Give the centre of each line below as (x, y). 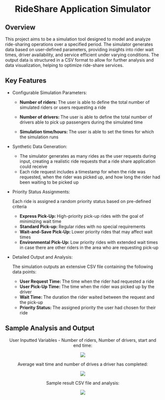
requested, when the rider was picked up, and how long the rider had (90, 177)
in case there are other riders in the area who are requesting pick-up (89, 247)
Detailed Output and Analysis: (42, 257)
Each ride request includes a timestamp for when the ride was (82, 171)
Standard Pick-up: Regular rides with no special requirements (82, 226)
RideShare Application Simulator (83, 9)
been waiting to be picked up (49, 182)
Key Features (26, 81)
